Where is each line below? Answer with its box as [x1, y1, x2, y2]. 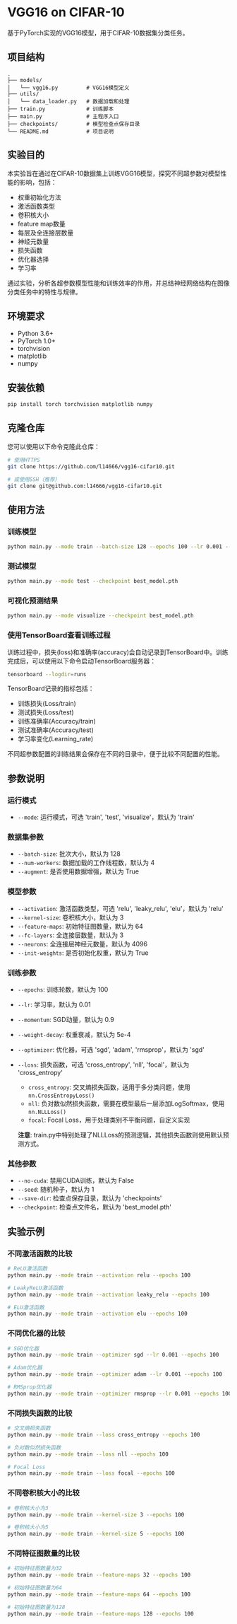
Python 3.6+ [17, 330, 54, 338]
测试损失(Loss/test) [17, 708, 74, 717]
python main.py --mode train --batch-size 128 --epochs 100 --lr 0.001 [7, 543, 222, 550]
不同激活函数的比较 [7, 1248, 73, 1258]
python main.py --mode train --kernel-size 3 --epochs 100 [7, 1511, 185, 1518]
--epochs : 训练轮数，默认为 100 [17, 985, 109, 994]
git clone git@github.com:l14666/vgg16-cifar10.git [7, 482, 162, 489]
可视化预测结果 [7, 596, 59, 605]
